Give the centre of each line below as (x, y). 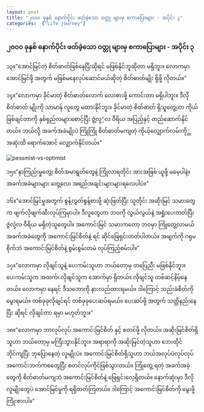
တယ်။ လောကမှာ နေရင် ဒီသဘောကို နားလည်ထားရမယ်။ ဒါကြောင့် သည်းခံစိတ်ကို (100, 289)
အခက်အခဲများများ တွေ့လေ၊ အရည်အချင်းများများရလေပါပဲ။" (78, 183)
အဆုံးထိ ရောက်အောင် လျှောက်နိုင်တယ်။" (54, 142)
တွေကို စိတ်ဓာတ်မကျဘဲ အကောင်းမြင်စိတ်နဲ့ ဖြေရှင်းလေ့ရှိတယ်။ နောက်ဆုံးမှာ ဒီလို (100, 377)
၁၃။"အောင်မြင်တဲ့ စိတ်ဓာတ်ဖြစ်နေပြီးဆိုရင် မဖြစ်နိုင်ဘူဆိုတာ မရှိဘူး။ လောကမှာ (98, 66)
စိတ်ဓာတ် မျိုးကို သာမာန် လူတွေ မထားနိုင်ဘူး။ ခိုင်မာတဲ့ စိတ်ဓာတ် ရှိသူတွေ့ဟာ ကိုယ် (102, 107)
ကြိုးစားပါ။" (21, 400)
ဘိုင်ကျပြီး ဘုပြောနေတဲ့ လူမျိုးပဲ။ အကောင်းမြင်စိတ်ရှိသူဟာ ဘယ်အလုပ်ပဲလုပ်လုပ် (100, 353)
